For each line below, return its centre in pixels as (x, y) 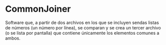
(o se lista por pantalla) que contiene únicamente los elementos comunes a (82, 33)
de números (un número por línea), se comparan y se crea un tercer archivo (83, 27)
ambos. (13, 38)
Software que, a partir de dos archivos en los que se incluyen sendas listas (82, 22)
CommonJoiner (38, 9)
